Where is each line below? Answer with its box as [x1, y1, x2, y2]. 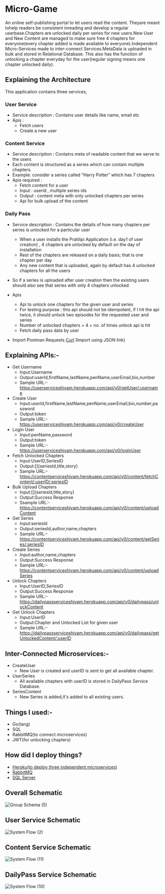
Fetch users [19, 123, 44, 129]
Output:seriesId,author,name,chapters [19, 526, 97, 532]
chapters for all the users [19, 268, 70, 273]
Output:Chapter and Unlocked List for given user [19, 620, 118, 625]
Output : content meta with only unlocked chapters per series [19, 193, 144, 199]
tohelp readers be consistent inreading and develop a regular [5, 25, 129, 30]
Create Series [12, 546, 40, 553]
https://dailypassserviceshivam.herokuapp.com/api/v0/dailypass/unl [19, 599, 159, 605]
